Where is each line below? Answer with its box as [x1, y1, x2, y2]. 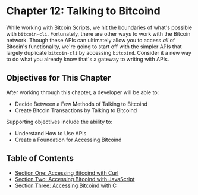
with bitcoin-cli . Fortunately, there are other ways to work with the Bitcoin [6, 30, 191, 37]
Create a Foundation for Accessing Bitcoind [14, 136, 122, 143]
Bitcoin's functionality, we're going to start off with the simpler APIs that [6, 43, 183, 50]
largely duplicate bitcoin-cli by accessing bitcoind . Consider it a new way [6, 49, 191, 56]
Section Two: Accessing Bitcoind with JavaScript [14, 175, 135, 182]
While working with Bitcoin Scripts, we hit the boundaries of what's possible [6, 24, 192, 31]
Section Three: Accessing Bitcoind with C [14, 182, 117, 189]
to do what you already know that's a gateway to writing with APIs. [6, 55, 169, 63]
